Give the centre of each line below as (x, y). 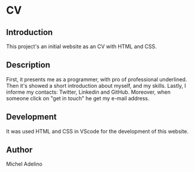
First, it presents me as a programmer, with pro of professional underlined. (97, 79)
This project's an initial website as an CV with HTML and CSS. (81, 46)
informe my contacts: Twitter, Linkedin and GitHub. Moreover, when (88, 92)
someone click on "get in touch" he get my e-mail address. (78, 98)
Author (19, 150)
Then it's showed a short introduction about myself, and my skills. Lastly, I (96, 85)
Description (28, 65)
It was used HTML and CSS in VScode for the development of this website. (98, 131)
